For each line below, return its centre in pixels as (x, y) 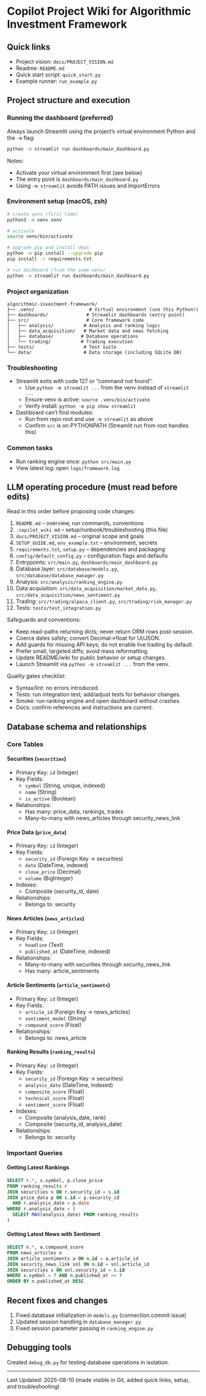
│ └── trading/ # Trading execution (70, 342)
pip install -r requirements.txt (50, 259)
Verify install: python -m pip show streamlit (80, 406)
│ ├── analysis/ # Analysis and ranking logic (84, 326)
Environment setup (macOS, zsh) (57, 202)
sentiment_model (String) (56, 1018)
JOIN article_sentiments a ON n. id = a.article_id (73, 1258)
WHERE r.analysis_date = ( (41, 1209)
